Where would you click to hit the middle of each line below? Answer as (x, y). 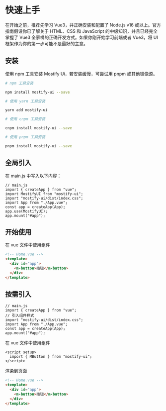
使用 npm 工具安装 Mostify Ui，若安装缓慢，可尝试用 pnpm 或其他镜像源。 (81, 74)
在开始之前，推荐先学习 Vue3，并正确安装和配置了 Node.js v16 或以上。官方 (83, 25)
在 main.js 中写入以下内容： (33, 176)
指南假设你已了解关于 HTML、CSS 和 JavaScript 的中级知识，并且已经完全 (82, 31)
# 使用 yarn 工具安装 (25, 101)
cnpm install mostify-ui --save (39, 128)
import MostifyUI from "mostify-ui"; (44, 194)
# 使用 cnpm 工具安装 (25, 119)
